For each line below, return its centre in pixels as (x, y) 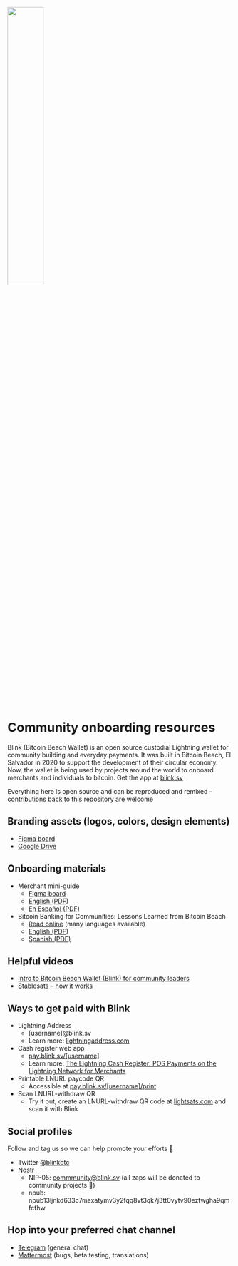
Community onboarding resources (112, 728)
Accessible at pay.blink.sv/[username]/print (92, 1086)
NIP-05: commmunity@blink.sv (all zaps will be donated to (114, 1178)
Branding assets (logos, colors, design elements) (119, 821)
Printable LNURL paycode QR (61, 1078)
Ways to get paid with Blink (69, 1008)
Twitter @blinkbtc (43, 1162)
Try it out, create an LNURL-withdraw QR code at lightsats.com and (127, 1101)
